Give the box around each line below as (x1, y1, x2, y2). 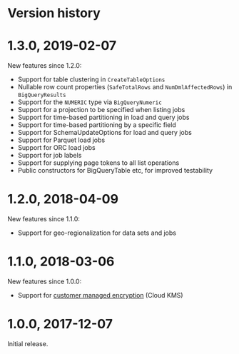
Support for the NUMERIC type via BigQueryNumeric (17, 98, 162, 106)
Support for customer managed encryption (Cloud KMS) (17, 291, 183, 299)
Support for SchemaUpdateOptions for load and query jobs (17, 128, 193, 137)
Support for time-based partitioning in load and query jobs (17, 113, 190, 122)
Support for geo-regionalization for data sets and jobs (17, 228, 177, 237)
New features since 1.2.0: (7, 61, 82, 70)
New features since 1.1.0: (7, 215, 81, 223)
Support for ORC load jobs (17, 143, 96, 152)
